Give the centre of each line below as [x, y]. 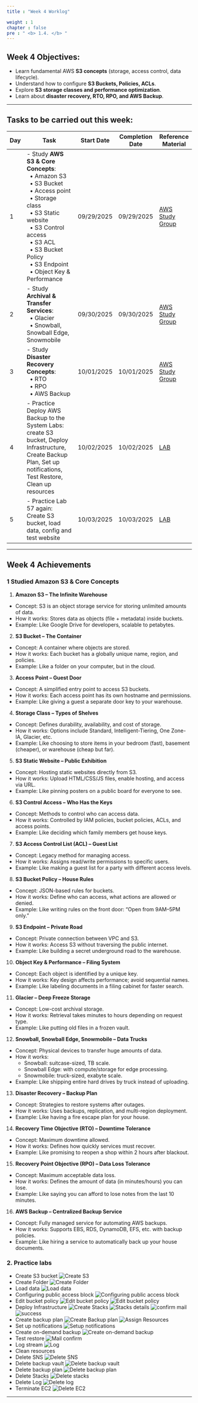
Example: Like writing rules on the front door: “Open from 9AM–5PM [98, 909]
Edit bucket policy [37, 1301]
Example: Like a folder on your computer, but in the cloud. [85, 666]
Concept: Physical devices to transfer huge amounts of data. [89, 1050]
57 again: [40, 508]
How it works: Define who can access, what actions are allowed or [96, 897]
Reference [174, 136]
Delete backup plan [39, 1369]
